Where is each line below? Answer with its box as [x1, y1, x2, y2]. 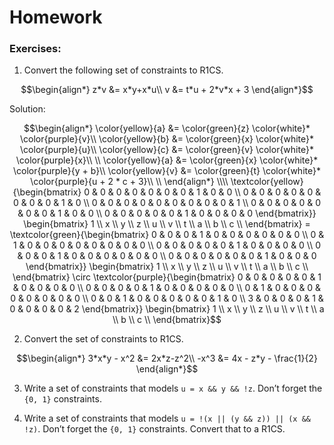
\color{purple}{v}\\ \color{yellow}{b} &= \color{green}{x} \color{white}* [20, 133, 314, 145]
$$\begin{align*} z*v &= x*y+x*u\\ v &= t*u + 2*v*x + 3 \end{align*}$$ [20, 84, 314, 96]
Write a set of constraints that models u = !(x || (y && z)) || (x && [23, 412, 311, 425]
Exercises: [9, 42, 62, 56]
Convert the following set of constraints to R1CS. [23, 64, 224, 76]
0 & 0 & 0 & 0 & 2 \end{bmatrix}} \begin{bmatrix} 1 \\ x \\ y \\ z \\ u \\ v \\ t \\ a [9, 303, 325, 315]
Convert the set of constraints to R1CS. [23, 333, 184, 345]
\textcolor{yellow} [230, 176, 304, 188]
